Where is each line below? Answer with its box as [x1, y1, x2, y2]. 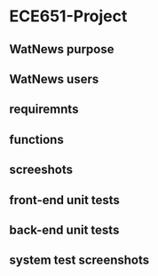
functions [9, 131, 64, 147]
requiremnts [9, 102, 79, 117]
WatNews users [9, 71, 99, 86]
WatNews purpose [9, 42, 115, 57]
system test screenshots [9, 253, 149, 268]
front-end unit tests [9, 193, 120, 208]
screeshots [9, 162, 74, 177]
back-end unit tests [9, 222, 120, 237]
